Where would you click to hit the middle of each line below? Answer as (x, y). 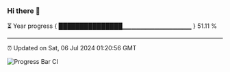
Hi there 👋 (24, 11)
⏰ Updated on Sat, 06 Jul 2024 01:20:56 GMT (72, 48)
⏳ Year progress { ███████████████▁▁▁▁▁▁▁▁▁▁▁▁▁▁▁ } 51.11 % (112, 26)
